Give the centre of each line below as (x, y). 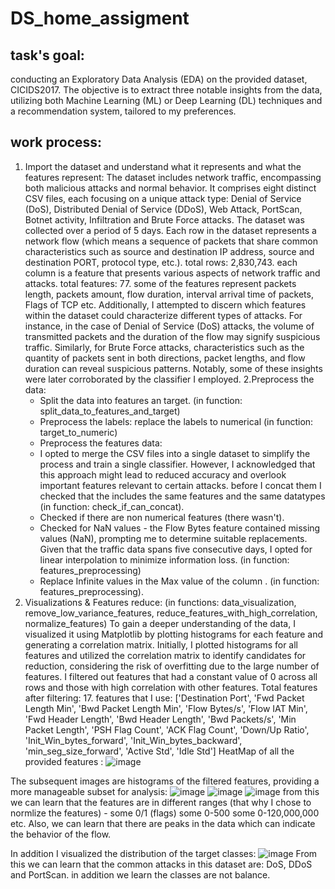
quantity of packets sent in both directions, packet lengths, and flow (165, 358)
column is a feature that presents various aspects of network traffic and (172, 273)
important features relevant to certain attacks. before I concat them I (180, 485)
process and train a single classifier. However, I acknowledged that (177, 464)
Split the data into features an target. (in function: (141, 400)
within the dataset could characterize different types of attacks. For (163, 315)
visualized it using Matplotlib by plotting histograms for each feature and (174, 634)
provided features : (64, 761)
